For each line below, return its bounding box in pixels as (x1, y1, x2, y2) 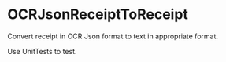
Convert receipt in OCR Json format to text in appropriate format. (7, 31, 218, 41)
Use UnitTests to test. (7, 46, 77, 56)
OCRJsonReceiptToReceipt (7, 5, 188, 24)
